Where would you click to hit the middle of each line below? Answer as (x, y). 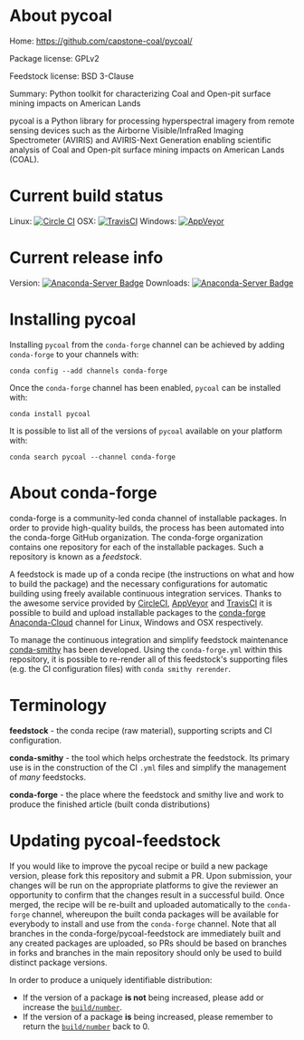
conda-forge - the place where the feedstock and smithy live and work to (147, 794)
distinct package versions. (58, 962)
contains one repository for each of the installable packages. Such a (137, 547)
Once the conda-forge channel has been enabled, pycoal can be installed (145, 387)
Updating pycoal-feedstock (115, 841)
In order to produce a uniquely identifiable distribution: (111, 979)
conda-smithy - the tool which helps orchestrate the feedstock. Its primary (150, 757)
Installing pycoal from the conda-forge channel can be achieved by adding (147, 345)
